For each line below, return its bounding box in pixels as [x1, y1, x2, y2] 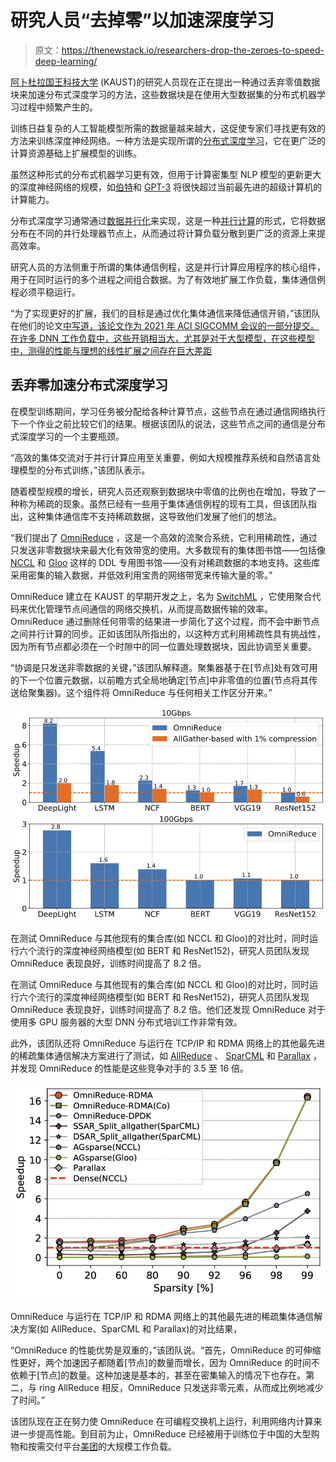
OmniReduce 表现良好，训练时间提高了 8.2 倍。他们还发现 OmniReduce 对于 [10, 1003, 326, 1015]
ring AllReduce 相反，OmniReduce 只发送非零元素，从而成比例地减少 [38, 1382, 324, 1394]
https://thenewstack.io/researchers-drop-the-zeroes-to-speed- [61, 44, 325, 56]
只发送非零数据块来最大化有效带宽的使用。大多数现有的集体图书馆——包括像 [10, 544, 326, 556]
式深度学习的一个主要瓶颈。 [10, 430, 125, 442]
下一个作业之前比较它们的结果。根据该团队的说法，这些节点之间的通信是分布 [10, 417, 326, 430]
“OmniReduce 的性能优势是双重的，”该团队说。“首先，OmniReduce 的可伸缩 [10, 1344, 322, 1356]
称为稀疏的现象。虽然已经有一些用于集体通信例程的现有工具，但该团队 [18, 497, 308, 510]
